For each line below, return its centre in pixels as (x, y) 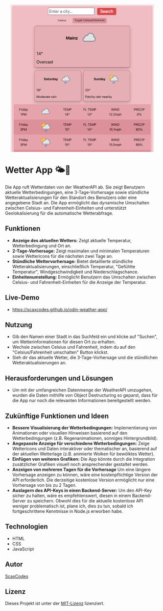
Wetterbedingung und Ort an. (42, 246)
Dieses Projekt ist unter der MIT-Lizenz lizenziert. (55, 604)
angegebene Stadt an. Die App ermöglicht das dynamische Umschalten (77, 202)
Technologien (26, 527)
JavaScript (23, 549)
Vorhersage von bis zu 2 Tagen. (44, 485)
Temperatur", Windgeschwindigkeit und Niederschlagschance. (75, 272)
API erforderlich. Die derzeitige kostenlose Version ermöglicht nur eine (83, 480)
